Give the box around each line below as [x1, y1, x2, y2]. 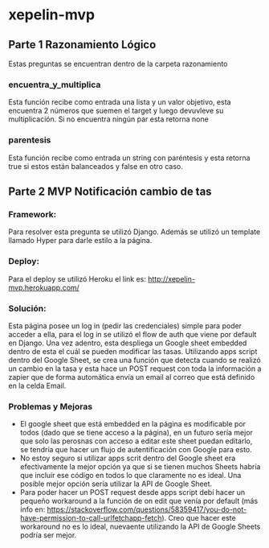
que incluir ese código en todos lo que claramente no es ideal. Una [19, 471, 242, 480]
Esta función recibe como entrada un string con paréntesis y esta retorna [8, 153, 251, 163]
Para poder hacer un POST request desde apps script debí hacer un [19, 488, 246, 497]
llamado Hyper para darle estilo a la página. [8, 236, 153, 245]
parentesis [8, 134, 51, 146]
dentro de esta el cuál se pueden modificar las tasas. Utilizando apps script [8, 346, 258, 356]
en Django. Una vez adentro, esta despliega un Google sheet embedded [8, 338, 247, 348]
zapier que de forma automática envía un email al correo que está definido [8, 372, 255, 381]
